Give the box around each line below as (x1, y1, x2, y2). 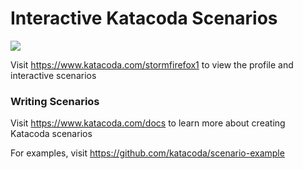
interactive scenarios (10, 69, 97, 81)
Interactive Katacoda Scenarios (10, 7, 278, 30)
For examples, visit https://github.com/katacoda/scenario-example (10, 147, 285, 159)
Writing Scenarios (10, 94, 100, 108)
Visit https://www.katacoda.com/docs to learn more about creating (10, 117, 286, 129)
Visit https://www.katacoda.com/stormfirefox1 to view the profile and (10, 58, 294, 71)
